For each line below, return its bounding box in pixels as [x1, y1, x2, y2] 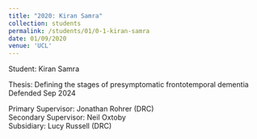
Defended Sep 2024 [8, 88, 77, 98]
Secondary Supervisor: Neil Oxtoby [8, 112, 127, 122]
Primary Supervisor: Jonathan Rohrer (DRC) [8, 104, 154, 114]
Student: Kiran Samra [8, 64, 79, 74]
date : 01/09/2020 [8, 34, 67, 43]
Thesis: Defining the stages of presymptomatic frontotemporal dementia [8, 80, 249, 90]
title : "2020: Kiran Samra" [8, 11, 103, 20]
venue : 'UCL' [8, 42, 53, 50]
